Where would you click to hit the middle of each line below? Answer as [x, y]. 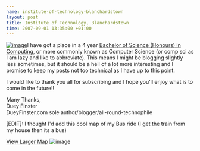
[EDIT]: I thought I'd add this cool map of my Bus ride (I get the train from [96, 124]
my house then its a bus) [36, 130]
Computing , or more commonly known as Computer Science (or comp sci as [100, 52]
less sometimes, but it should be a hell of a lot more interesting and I [90, 64]
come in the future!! [30, 88]
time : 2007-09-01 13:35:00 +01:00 [49, 28]
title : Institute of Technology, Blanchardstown [68, 23]
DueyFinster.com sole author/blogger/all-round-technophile [79, 112]
